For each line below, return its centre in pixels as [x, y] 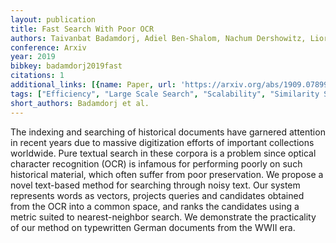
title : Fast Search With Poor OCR [82, 29]
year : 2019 [33, 57]
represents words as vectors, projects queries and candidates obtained [157, 195]
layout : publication [53, 19]
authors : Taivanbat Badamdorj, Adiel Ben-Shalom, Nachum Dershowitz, [158, 38]
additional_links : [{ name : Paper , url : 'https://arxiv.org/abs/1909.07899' [171, 85]
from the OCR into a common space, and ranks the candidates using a [155, 206]
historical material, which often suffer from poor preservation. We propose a [167, 174]
